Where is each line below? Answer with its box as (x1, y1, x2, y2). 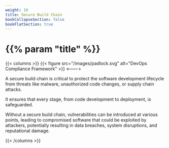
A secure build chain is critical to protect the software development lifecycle (5, 76, 164, 82)
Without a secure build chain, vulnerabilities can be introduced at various (5, 111, 158, 117)
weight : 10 (5, 7, 28, 13)
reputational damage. (5, 128, 50, 134)
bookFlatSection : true (5, 21, 53, 27)
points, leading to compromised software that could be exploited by (5, 117, 147, 123)
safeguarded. (5, 102, 33, 108)
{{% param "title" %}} (5, 44, 100, 55)
